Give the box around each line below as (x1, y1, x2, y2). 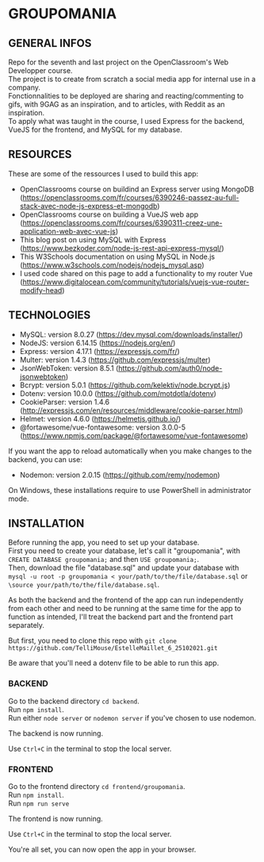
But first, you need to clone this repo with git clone (8, 636, 177, 645)
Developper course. (8, 66, 73, 75)
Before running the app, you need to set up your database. (8, 537, 200, 548)
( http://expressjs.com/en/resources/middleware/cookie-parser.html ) (19, 406, 243, 415)
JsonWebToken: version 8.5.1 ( (19, 363, 119, 373)
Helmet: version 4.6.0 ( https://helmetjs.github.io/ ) (19, 414, 182, 423)
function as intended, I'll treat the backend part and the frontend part (8, 612, 234, 621)
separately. (8, 621, 45, 630)
